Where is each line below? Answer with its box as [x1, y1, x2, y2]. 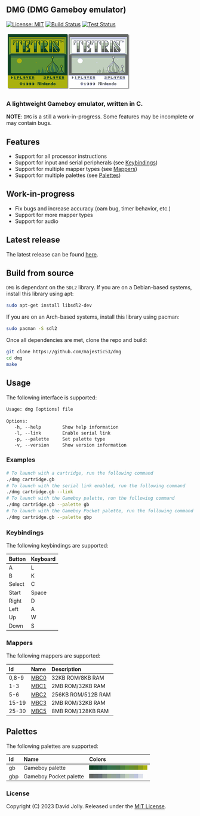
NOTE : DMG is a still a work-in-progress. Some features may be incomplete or [6, 113, 194, 120]
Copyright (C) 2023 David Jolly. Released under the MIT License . [6, 803, 167, 810]
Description [51, 665, 82, 673]
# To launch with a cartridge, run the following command [6, 470, 153, 476]
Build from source [6, 268, 74, 278]
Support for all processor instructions [14, 152, 107, 160]
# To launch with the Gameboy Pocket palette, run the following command [6, 508, 194, 514]
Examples [6, 456, 36, 464]
